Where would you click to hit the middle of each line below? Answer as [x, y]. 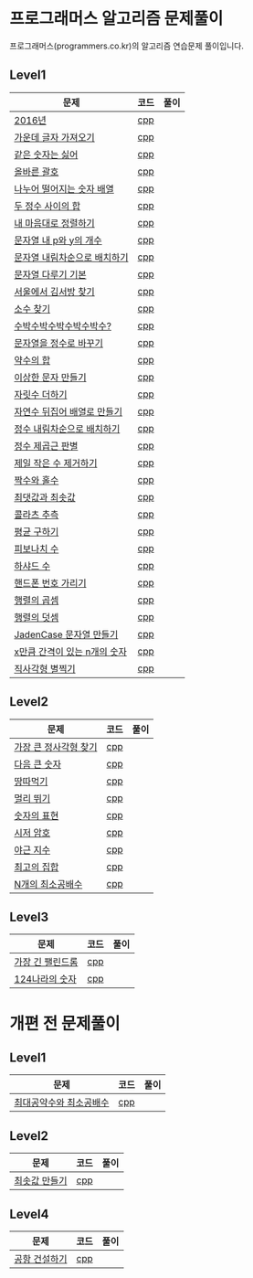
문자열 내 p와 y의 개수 [58, 240]
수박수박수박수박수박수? [63, 325]
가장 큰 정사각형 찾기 [56, 747]
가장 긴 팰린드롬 [46, 963]
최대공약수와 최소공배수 [62, 1102]
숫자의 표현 [37, 815]
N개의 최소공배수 [48, 884]
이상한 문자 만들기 [50, 378]
